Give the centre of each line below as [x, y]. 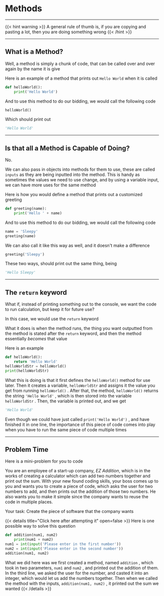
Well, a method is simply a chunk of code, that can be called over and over [80, 64]
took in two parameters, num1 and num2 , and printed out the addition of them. [82, 568]
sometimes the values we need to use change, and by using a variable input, [82, 180]
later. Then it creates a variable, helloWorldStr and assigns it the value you [80, 385]
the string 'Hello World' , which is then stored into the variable [68, 396]
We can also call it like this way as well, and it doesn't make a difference [77, 245]
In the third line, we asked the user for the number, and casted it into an [77, 573]
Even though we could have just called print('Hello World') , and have [77, 419]
